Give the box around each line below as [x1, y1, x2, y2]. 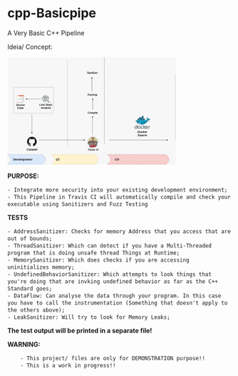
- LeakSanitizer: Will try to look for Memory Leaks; [7, 313, 171, 321]
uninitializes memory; [7, 263, 75, 271]
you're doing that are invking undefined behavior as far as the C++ [7, 277, 219, 285]
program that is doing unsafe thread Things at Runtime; [7, 249, 180, 257]
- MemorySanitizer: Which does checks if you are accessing [7, 256, 190, 264]
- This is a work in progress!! [20, 362, 116, 369]
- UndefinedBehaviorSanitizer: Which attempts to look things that [7, 270, 212, 278]
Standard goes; [7, 285, 53, 292]
